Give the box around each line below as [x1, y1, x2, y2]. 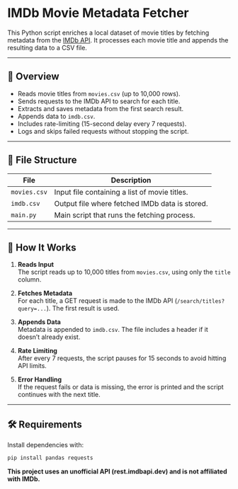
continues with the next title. [17, 391, 101, 399]
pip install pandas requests [7, 454, 93, 461]
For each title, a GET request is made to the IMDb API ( [17, 297, 177, 305]
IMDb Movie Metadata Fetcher [7, 5, 189, 21]
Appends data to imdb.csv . [17, 112, 96, 120]
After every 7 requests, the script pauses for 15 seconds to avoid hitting [17, 354, 227, 362]
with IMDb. [7, 475, 40, 483]
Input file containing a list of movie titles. [54, 187, 188, 197]
